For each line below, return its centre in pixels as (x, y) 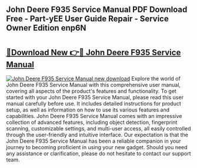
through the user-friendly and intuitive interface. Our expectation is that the (97, 135)
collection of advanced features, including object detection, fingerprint (92, 122)
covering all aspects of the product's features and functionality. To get (91, 91)
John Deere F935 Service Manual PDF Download (97, 10)
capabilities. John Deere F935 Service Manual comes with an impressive (94, 116)
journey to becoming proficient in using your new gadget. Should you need (97, 147)
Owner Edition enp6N (46, 28)
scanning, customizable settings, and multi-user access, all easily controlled (98, 128)
